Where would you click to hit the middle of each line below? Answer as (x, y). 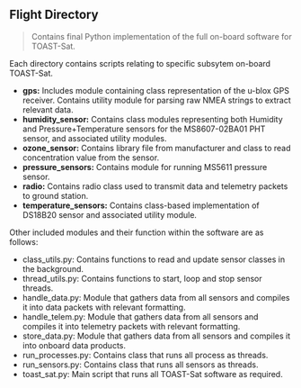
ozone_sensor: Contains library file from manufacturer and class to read (156, 148)
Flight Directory (54, 15)
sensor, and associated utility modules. (94, 138)
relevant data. (48, 109)
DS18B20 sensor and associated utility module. (110, 214)
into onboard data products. (74, 345)
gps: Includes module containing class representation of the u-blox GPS (156, 90)
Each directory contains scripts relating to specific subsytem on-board (140, 63)
